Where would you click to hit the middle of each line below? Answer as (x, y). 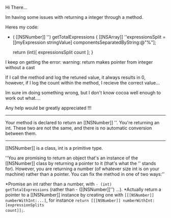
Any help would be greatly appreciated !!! (48, 108)
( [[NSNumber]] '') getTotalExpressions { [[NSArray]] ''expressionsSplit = (89, 37)
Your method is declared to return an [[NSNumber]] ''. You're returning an (82, 122)
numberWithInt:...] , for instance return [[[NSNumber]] (63, 200)
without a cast (20, 67)
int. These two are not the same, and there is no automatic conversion (79, 128)
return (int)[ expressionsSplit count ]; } (53, 52)
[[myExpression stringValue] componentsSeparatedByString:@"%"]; (84, 42)
